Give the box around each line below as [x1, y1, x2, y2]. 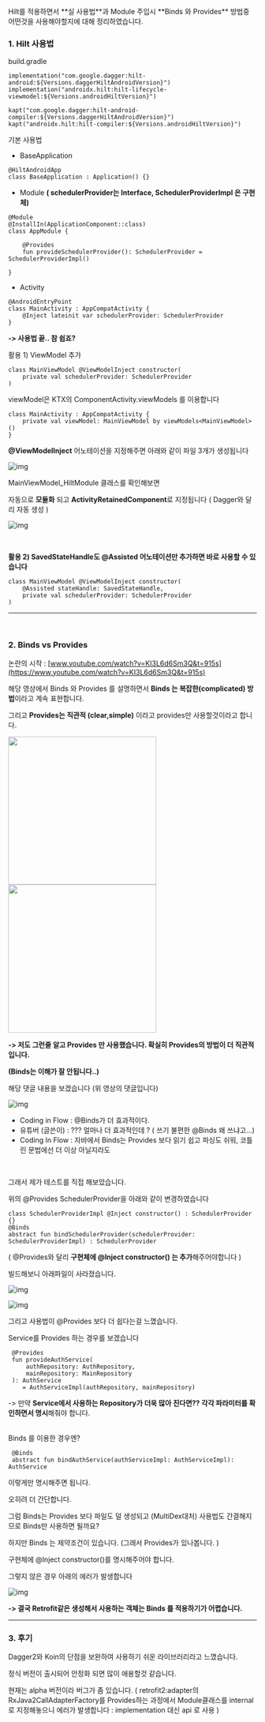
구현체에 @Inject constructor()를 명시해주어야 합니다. [8, 1555, 175, 1564]
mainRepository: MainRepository [25, 1369, 132, 1378]
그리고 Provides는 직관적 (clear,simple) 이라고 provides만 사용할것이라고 [8, 710, 238, 719]
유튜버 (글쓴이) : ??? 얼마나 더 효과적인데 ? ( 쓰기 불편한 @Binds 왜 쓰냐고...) [19, 1125, 255, 1135]
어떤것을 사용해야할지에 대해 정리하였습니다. [8, 17, 144, 26]
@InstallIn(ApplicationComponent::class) [8, 220, 147, 229]
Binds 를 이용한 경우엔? [8, 1433, 80, 1443]
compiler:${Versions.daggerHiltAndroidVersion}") [8, 114, 175, 122]
